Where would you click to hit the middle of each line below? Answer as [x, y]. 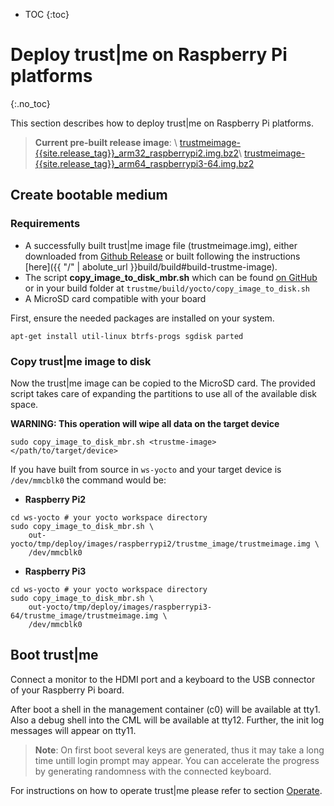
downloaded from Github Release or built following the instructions [162, 256]
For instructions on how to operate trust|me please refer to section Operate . [166, 790]
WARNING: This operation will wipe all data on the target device [145, 423]
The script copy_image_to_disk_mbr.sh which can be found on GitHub [171, 277]
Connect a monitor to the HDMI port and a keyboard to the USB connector [163, 679]
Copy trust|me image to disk [81, 361]
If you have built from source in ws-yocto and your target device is [146, 469]
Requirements [45, 224]
